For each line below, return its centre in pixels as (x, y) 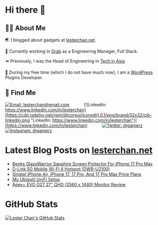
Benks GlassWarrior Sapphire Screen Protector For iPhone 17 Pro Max (82, 164)
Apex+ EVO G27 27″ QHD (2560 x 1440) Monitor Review (69, 184)
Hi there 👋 (25, 10)
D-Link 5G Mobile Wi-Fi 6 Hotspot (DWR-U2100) (61, 169)
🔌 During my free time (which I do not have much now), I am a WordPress (79, 72)
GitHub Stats (32, 204)
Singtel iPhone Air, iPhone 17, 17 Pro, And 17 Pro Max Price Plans (77, 174)
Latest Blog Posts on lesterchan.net (79, 150)
